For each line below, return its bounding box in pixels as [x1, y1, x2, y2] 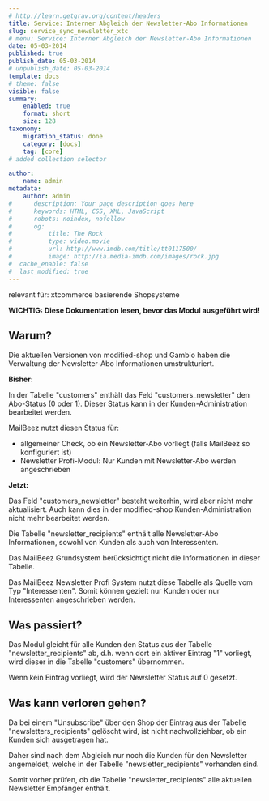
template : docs [8, 72, 60, 80]
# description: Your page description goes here [8, 199, 194, 207]
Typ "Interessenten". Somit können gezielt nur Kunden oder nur [8, 586, 220, 596]
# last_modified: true [8, 267, 89, 275]
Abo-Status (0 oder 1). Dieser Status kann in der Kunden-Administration [8, 398, 248, 409]
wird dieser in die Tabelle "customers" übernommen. [8, 657, 185, 667]
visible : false [8, 87, 60, 96]
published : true [8, 49, 63, 58]
